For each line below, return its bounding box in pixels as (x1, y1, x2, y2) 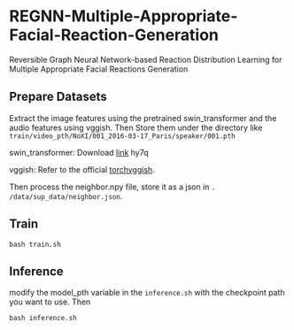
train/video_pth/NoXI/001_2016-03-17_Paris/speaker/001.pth (9, 131, 236, 141)
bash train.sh (9, 240, 62, 249)
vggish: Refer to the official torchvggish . (9, 164, 155, 174)
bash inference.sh (9, 314, 77, 323)
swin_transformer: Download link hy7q (9, 147, 149, 157)
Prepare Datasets (9, 89, 108, 104)
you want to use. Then (9, 296, 91, 307)
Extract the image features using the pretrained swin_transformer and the (9, 112, 277, 123)
